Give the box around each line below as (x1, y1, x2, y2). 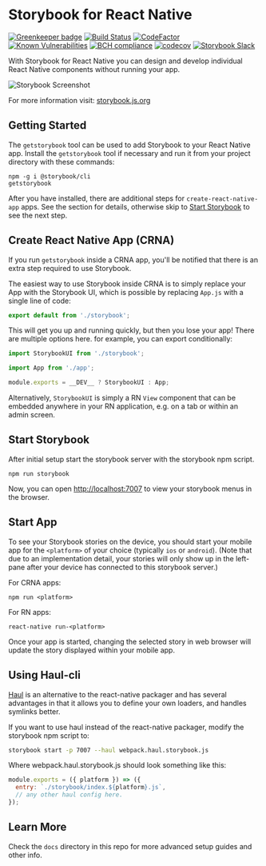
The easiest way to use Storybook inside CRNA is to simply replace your (8, 278, 246, 289)
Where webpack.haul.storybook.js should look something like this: (8, 760, 227, 770)
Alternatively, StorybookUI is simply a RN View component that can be (8, 393, 236, 403)
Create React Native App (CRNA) (8, 233, 175, 247)
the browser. (8, 492, 50, 501)
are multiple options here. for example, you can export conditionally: (8, 334, 233, 344)
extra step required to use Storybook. (8, 263, 132, 273)
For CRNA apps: (8, 577, 62, 587)
